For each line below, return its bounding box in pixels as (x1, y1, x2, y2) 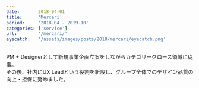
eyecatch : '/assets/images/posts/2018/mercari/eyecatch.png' (6, 36, 166, 42)
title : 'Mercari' (6, 14, 62, 20)
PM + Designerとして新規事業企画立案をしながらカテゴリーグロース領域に (6, 54, 188, 60)
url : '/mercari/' (6, 31, 68, 37)
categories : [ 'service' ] (6, 25, 68, 32)
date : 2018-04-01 (6, 8, 65, 15)
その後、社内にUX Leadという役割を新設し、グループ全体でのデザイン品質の (6, 68, 194, 75)
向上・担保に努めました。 (6, 76, 69, 83)
